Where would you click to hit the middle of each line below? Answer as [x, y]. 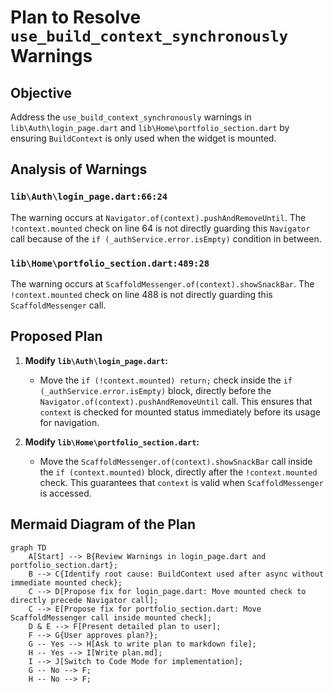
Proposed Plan [56, 336]
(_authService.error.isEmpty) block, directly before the [155, 390]
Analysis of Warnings [79, 169]
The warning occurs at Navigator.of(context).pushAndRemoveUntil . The [158, 217]
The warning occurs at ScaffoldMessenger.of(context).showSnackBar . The [162, 283]
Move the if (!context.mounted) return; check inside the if [166, 380]
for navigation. [69, 422]
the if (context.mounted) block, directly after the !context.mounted [178, 472]
